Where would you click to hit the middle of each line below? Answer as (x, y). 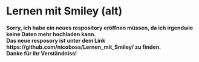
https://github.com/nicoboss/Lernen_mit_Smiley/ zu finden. (84, 47)
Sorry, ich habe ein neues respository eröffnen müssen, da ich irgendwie (100, 28)
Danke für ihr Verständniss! (42, 53)
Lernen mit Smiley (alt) (64, 11)
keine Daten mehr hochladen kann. (51, 34)
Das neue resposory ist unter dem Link (56, 40)
